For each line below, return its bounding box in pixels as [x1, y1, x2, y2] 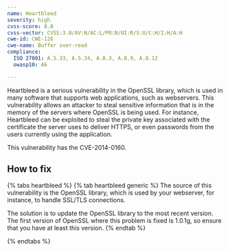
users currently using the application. [7, 130, 113, 138]
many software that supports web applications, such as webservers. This [7, 94, 214, 102]
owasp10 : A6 [13, 61, 48, 68]
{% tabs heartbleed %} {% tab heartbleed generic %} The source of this [7, 182, 212, 190]
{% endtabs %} [7, 237, 51, 245]
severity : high [7, 17, 51, 23]
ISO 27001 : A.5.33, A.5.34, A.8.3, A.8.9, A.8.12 [13, 55, 158, 62]
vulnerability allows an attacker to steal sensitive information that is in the [7, 100, 214, 109]
